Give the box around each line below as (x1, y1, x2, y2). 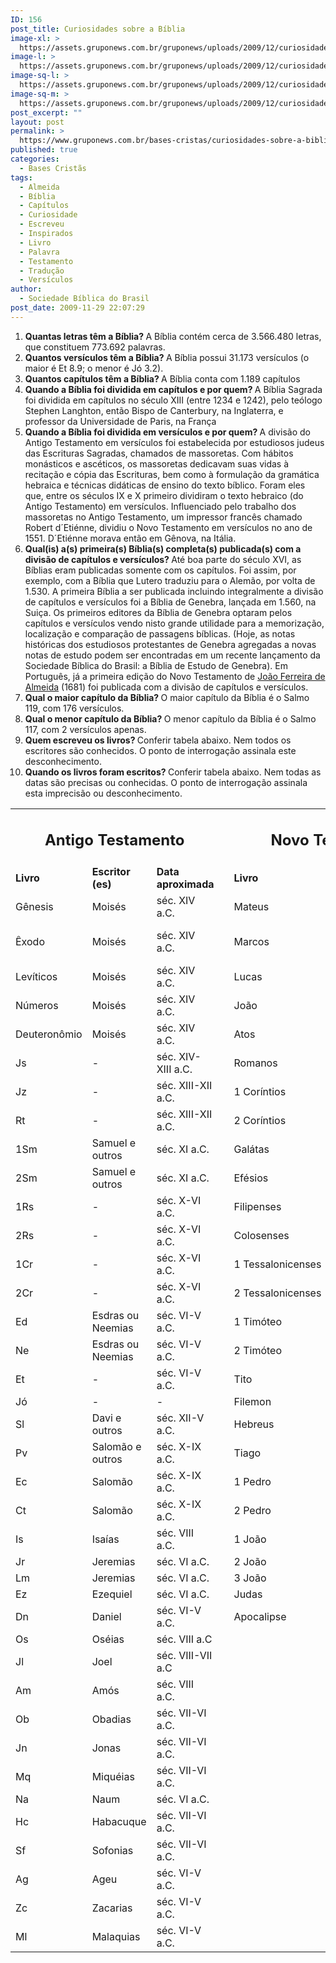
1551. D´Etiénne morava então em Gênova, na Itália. (24, 532, 237, 544)
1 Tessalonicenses (233, 1257, 322, 1271)
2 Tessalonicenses (233, 1286, 322, 1300)
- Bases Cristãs (19, 163, 87, 173)
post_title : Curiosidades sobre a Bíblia (10, 24, 186, 34)
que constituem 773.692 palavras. (24, 341, 166, 353)
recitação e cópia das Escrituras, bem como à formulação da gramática (24, 468, 320, 480)
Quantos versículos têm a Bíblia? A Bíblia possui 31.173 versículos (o (24, 351, 310, 363)
